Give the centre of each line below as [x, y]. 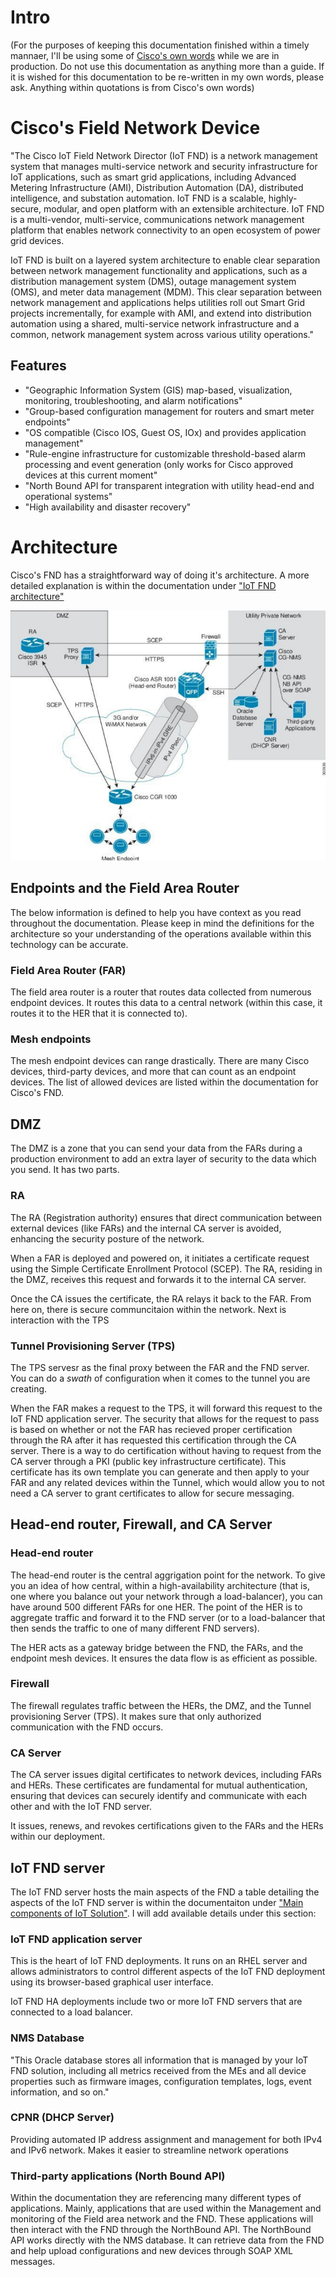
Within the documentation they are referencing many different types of [156, 2198]
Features [38, 366]
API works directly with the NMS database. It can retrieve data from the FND [167, 2240]
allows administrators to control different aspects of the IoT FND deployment [168, 1972]
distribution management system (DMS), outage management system [153, 281]
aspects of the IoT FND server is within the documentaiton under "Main [157, 1902]
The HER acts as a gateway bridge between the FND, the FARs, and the [157, 1647]
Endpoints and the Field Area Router [125, 888]
